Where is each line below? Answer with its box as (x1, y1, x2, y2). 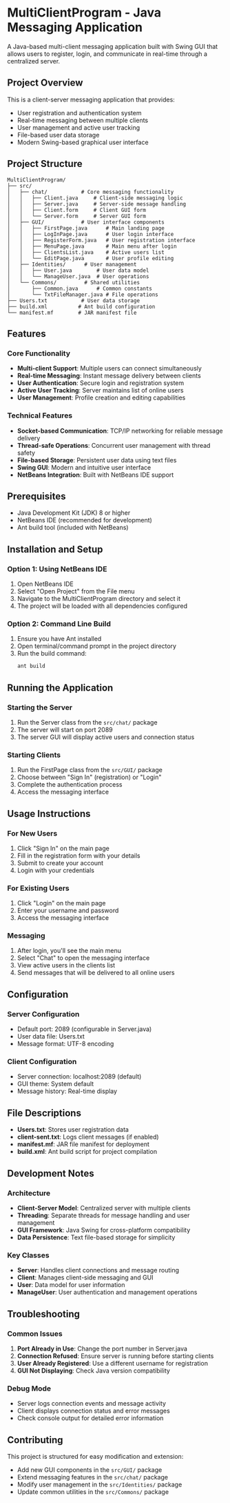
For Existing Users (7, 883, 70, 893)
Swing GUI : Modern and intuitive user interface (17, 463, 151, 471)
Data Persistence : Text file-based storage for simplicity (17, 1233, 176, 1241)
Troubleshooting (7, 1308, 81, 1319)
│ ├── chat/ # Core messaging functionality (7, 188, 174, 195)
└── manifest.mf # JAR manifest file (7, 309, 137, 316)
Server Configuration (7, 1009, 80, 1019)
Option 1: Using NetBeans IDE (7, 564, 107, 573)
